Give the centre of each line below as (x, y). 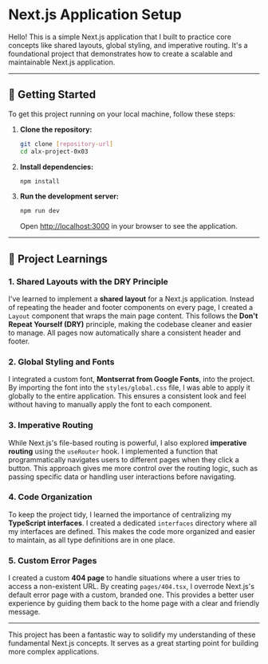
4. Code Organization (51, 497)
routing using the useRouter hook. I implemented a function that (113, 451)
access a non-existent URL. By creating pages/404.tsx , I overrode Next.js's (132, 587)
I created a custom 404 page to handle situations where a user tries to (124, 578)
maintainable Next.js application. (62, 62)
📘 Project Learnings (58, 259)
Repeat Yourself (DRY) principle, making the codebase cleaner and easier (130, 324)
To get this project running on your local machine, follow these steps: (122, 114)
